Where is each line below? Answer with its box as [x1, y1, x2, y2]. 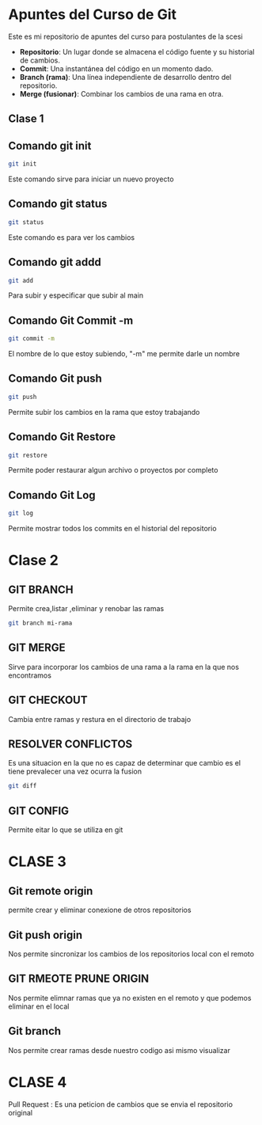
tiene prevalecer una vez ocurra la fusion [8, 766, 142, 777]
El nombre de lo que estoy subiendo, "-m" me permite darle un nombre [8, 349, 240, 359]
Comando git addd [8, 256, 101, 269]
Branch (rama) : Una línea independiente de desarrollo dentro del [19, 72, 232, 82]
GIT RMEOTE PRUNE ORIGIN [8, 972, 150, 986]
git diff [8, 782, 37, 790]
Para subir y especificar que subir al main [8, 291, 144, 300]
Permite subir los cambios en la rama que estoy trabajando [8, 407, 200, 416]
